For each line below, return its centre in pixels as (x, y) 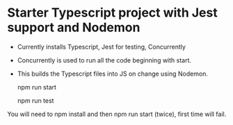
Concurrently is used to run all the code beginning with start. (104, 60)
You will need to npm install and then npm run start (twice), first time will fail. (117, 114)
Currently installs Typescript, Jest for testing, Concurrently (102, 47)
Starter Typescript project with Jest (112, 13)
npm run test (35, 100)
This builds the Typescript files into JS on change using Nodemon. (113, 74)
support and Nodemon (74, 27)
